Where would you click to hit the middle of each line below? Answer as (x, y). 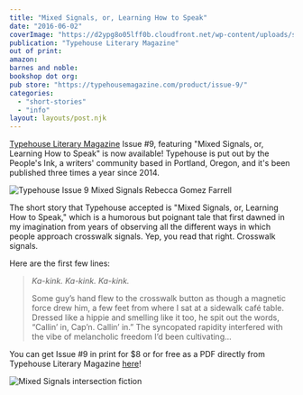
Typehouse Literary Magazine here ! (75, 364)
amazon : (24, 60)
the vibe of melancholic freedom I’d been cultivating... (131, 337)
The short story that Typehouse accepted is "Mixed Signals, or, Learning (144, 207)
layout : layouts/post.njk (58, 118)
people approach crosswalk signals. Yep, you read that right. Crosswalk (142, 236)
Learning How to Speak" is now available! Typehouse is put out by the (139, 153)
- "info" (34, 110)
